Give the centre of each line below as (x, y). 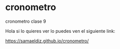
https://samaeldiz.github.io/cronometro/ (47, 41)
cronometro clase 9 (26, 21)
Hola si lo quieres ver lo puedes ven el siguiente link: (60, 31)
